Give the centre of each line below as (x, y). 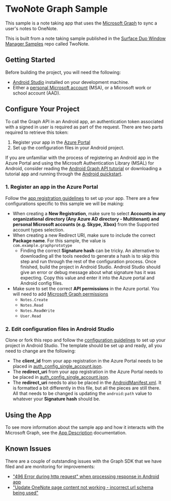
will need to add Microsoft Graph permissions (60, 294)
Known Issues (28, 449)
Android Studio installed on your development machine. (71, 82)
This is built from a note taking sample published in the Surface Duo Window (86, 38)
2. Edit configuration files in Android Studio (60, 329)
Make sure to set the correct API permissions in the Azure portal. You (86, 288)
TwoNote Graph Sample (56, 9)
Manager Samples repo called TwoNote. (48, 43)
